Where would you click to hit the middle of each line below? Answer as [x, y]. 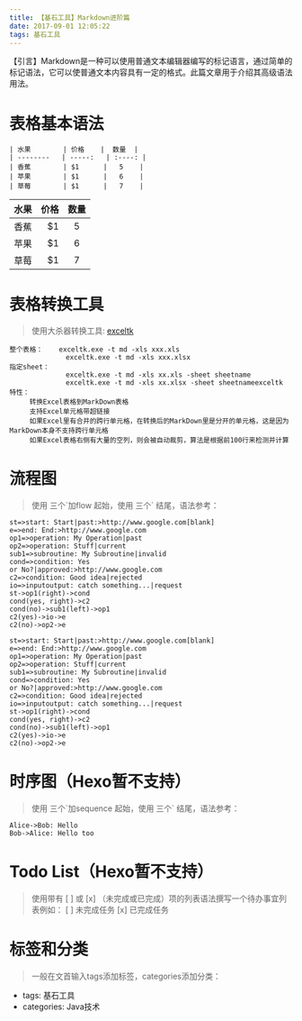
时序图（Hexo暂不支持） [100, 782]
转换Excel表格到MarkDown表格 [79, 402]
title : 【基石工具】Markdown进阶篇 [70, 18]
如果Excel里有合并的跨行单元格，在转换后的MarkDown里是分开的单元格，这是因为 [159, 421]
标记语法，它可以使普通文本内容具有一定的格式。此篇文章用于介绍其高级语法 [151, 72]
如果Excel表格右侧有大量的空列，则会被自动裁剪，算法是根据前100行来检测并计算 [159, 441]
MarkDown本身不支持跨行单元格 [59, 431]
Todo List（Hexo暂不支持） [111, 872]
